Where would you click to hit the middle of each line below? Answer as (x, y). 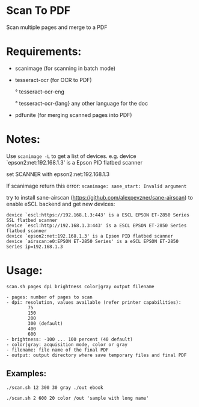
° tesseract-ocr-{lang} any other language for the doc (81, 103)
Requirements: (44, 52)
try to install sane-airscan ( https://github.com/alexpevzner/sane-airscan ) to (100, 197)
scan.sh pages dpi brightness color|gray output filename (80, 286)
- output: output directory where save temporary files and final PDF (96, 355)
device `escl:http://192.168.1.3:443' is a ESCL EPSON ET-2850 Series (96, 226)
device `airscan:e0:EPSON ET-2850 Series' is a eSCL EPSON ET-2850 (93, 241)
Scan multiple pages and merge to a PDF (57, 27)
